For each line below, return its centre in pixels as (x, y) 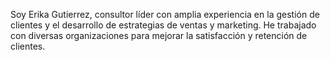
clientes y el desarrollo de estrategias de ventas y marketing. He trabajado (163, 25)
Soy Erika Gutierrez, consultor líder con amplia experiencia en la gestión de (165, 14)
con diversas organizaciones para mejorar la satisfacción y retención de (159, 35)
